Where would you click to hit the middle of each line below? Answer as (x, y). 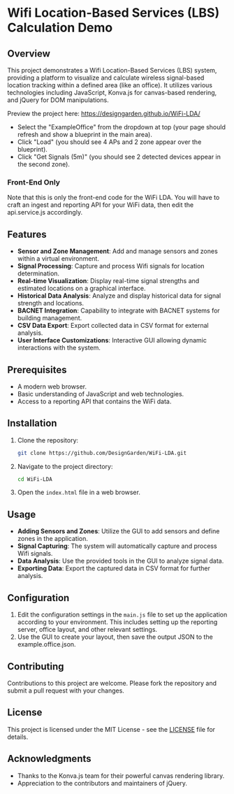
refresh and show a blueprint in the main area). (85, 135)
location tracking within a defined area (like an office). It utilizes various (110, 85)
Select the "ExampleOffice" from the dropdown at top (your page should (121, 127)
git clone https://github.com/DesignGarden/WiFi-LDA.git (102, 453)
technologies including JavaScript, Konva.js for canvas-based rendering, (112, 93)
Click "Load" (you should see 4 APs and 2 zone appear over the (109, 142)
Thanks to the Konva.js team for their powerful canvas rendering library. (121, 775)
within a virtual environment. (58, 259)
